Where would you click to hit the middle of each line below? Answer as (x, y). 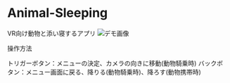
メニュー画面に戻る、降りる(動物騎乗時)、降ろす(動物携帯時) (114, 72)
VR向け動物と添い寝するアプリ (52, 33)
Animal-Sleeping (58, 13)
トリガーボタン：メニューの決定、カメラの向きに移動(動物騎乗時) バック (112, 63)
